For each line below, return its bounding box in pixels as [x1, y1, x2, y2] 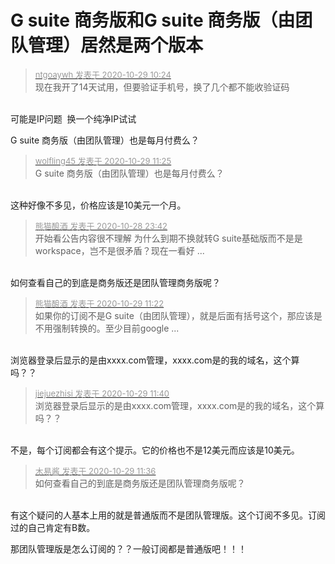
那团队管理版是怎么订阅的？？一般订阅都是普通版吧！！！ [10, 542, 247, 555]
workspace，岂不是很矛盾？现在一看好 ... [34, 244, 205, 256]
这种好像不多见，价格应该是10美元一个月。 [10, 199, 187, 211]
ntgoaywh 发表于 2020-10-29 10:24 [34, 69, 172, 80]
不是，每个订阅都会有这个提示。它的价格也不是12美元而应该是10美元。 [10, 444, 300, 456]
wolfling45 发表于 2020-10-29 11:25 [34, 155, 172, 166]
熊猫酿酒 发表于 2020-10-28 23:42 [34, 220, 168, 231]
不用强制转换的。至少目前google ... [34, 322, 180, 334]
